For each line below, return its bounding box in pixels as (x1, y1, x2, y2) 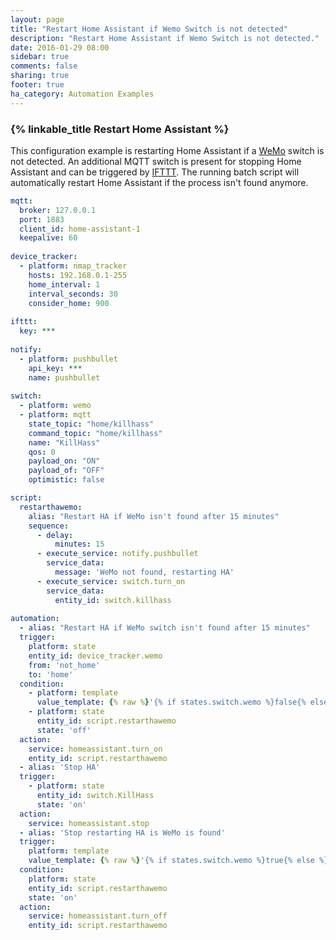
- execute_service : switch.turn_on (36, 576, 186, 586)
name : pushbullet (28, 372, 101, 383)
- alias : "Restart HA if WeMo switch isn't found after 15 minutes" (19, 623, 311, 633)
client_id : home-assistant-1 (19, 224, 141, 234)
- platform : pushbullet (19, 354, 118, 364)
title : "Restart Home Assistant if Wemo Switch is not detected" (10, 24, 288, 34)
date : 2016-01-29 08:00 (10, 42, 110, 53)
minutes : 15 (54, 539, 105, 550)
